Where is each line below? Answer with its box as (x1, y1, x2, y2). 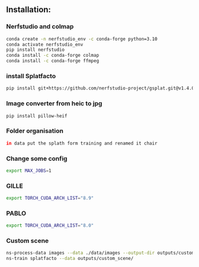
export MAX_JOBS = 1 (6, 168, 52, 173)
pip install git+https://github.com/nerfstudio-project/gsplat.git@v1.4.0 (6, 85, 195, 91)
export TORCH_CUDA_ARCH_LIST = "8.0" (6, 223, 94, 229)
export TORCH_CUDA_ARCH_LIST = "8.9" (6, 195, 94, 201)
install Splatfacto (6, 72, 56, 80)
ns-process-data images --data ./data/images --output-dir (6, 250, 155, 256)
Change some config (6, 154, 68, 162)
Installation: (6, 5, 52, 15)
